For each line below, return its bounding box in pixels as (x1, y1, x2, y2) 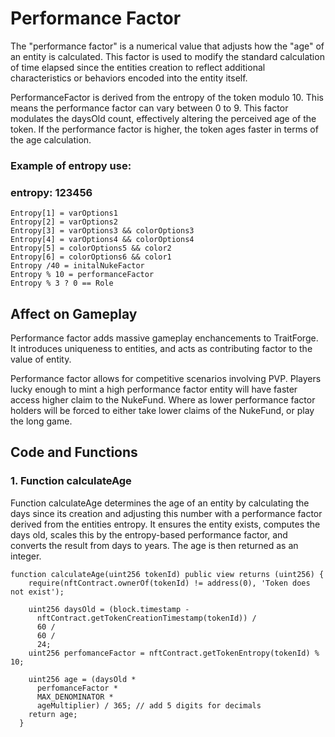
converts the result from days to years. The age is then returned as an (10, 539, 299, 551)
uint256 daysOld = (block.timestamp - (28, 604, 190, 614)
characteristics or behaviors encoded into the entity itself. (10, 72, 248, 84)
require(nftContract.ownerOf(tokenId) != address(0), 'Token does (28, 578, 311, 588)
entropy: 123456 (10, 185, 93, 199)
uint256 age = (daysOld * (28, 674, 137, 684)
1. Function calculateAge (10, 474, 132, 488)
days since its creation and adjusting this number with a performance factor (10, 507, 323, 519)
